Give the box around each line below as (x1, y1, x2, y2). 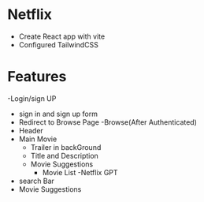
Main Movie (18, 134, 57, 144)
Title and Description (30, 151, 99, 160)
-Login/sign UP (7, 93, 57, 103)
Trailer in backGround (30, 142, 102, 151)
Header (18, 125, 44, 135)
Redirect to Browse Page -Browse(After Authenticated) (18, 117, 198, 127)
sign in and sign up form (18, 109, 98, 118)
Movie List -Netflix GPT (42, 167, 119, 177)
